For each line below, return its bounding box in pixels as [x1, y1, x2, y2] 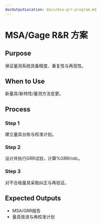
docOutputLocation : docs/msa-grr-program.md [5, 7, 97, 12]
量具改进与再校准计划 [12, 214, 55, 220]
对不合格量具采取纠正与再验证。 [5, 180, 69, 186]
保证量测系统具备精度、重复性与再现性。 [5, 63, 86, 69]
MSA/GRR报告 [12, 207, 41, 213]
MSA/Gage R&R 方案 [5, 30, 88, 40]
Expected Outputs [5, 194, 61, 203]
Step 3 [5, 168, 21, 175]
